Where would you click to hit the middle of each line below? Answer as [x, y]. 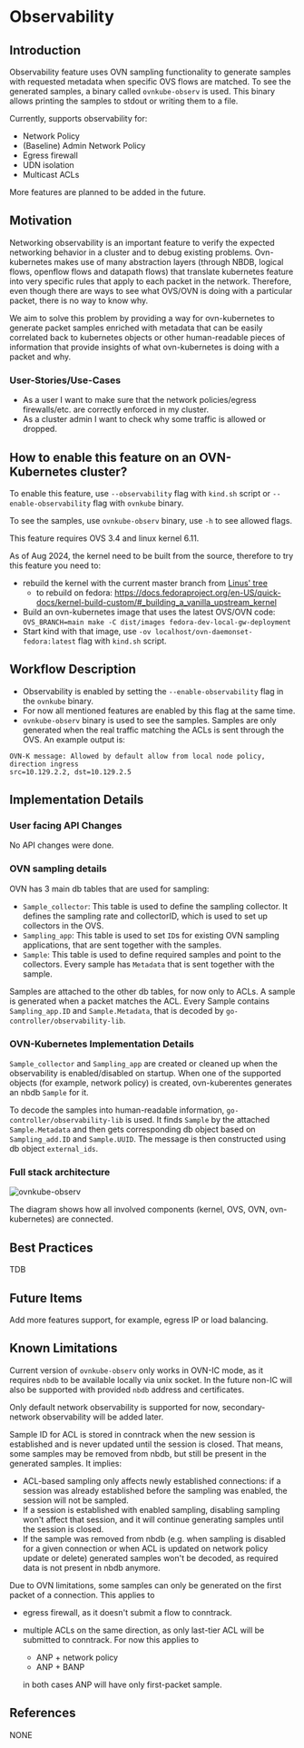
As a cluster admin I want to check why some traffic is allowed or [144, 419]
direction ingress [44, 764]
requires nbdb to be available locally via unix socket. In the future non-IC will [151, 1380]
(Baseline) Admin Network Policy [84, 146]
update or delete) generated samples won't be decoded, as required [150, 1557]
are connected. [85, 1219]
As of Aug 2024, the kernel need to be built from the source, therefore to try [152, 555]
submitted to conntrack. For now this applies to [111, 1639]
